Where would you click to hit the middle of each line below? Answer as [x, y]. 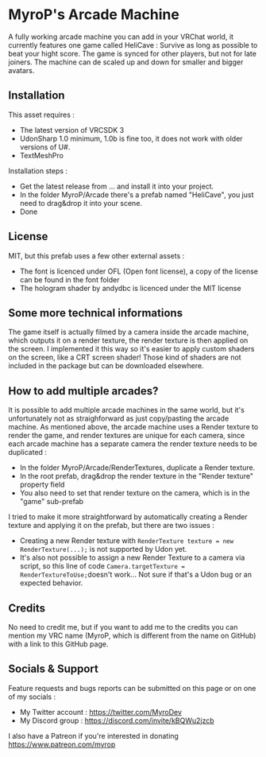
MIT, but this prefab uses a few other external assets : [96, 255]
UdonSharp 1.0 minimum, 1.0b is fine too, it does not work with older [131, 138]
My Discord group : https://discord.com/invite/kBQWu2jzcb [117, 720]
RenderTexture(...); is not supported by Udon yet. [103, 549]
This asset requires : [42, 115]
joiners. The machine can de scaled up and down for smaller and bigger [126, 62]
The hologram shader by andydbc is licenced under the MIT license [130, 288]
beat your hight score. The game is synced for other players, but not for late [132, 53]
